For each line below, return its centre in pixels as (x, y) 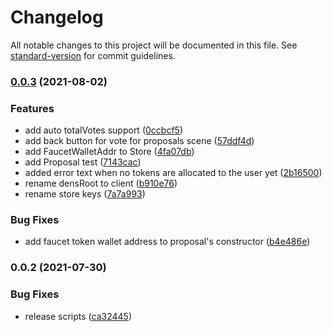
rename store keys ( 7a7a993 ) (85, 194)
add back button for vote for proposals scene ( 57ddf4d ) (139, 141)
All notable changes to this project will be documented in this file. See (154, 45)
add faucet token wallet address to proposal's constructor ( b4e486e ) (167, 242)
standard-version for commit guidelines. (93, 55)
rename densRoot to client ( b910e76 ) (101, 183)
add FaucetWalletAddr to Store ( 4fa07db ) (109, 152)
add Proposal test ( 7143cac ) (83, 162)
